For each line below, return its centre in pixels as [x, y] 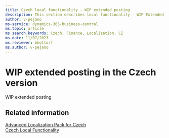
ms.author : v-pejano [27, 47]
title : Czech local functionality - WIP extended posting [68, 10]
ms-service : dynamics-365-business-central [52, 24]
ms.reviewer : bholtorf [29, 43]
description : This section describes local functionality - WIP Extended [85, 15]
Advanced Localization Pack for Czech [46, 125]
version [22, 83]
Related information [37, 113]
